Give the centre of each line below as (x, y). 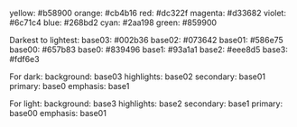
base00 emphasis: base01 (58, 113)
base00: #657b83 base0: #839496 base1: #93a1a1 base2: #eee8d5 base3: (149, 50)
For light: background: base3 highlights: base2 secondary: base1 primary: (146, 104)
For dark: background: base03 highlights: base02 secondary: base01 (138, 77)
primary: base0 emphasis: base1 (70, 86)
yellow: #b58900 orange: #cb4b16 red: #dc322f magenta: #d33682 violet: (148, 13)
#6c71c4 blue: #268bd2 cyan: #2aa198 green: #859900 (113, 23)
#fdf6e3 (24, 59)
